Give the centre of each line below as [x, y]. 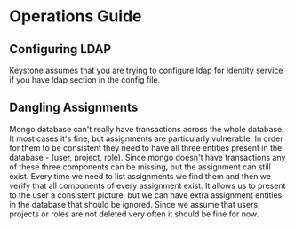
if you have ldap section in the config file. [85, 80]
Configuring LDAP [60, 49]
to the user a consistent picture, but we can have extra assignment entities [146, 195]
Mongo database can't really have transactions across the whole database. [147, 129]
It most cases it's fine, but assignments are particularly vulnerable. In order [147, 138]
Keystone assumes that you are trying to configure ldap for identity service [146, 70]
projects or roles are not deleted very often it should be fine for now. [134, 214]
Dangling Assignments [74, 108]
